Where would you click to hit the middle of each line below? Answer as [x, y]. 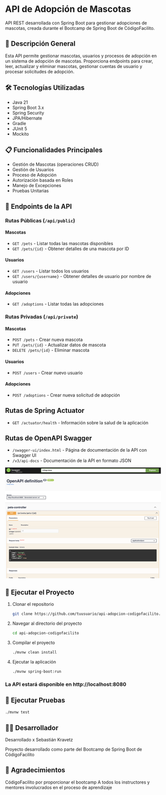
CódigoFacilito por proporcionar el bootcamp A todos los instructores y [77, 782]
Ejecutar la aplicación [34, 662]
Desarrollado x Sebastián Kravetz [39, 740]
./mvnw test [17, 712]
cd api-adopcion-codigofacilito [45, 633]
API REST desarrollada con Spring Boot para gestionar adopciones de [76, 23]
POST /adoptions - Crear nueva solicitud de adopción [66, 395]
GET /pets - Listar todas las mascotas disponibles [63, 243]
